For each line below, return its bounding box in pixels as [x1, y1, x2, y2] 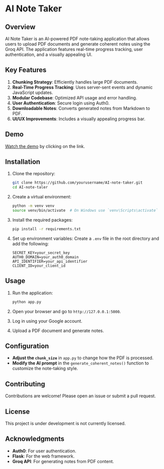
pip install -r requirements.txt [12, 226, 81, 232]
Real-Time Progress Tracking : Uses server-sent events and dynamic [12, 84, 153, 90]
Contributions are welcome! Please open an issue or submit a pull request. [5, 393, 156, 399]
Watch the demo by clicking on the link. [5, 143, 85, 149]
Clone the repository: [12, 171, 56, 177]
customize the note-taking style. [12, 366, 78, 372]
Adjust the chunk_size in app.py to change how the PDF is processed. [12, 355, 154, 361]
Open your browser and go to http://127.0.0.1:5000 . [12, 308, 121, 314]
